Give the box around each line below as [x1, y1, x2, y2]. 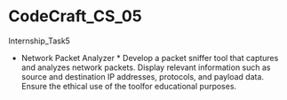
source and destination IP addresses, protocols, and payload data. [20, 71, 264, 81]
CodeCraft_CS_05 [8, 6, 143, 27]
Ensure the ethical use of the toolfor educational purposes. [20, 81, 237, 91]
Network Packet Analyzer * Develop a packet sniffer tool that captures [20, 52, 279, 63]
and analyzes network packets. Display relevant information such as [20, 62, 271, 73]
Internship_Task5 [8, 35, 70, 46]
